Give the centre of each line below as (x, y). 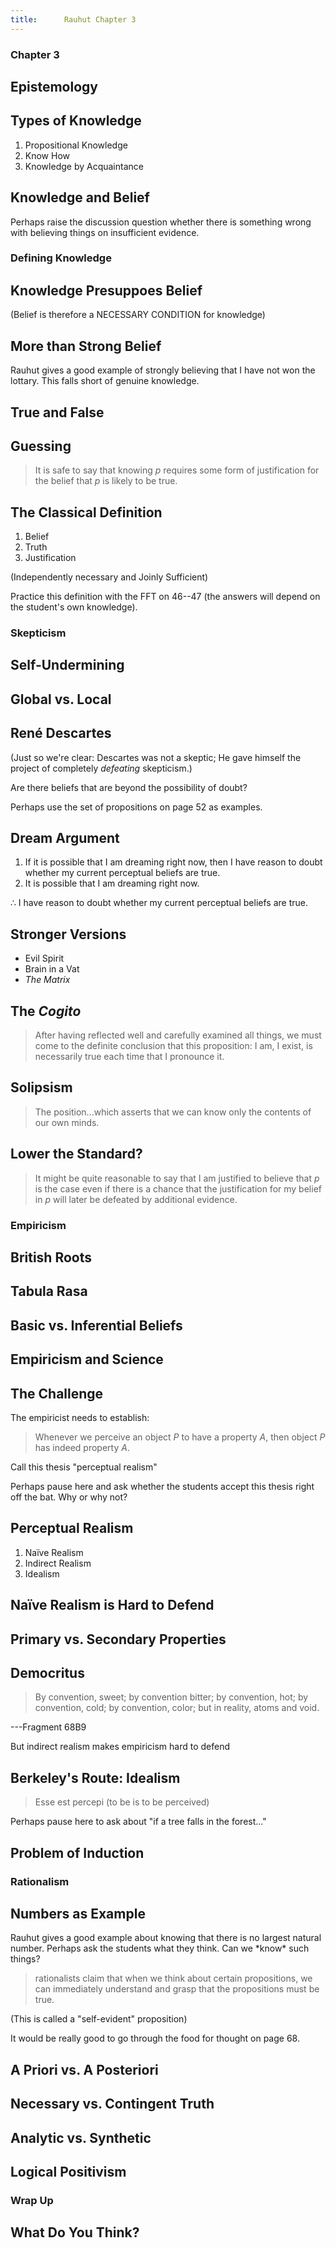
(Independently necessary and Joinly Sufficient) (109, 577)
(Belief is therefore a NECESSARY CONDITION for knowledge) (138, 315)
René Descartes (61, 733)
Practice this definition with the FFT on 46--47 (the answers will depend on (165, 597)
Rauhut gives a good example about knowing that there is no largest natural (166, 1938)
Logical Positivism (68, 2171)
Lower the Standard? (76, 1154)
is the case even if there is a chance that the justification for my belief (178, 1188)
